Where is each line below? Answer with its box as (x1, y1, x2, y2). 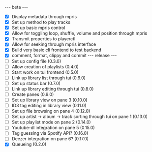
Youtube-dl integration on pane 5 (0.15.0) (11, 125, 95, 131)
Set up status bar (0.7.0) (11, 80, 61, 86)
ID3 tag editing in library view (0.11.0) (11, 103, 87, 108)
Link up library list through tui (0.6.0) (11, 75, 86, 81)
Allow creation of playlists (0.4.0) (11, 63, 79, 69)
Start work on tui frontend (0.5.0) (11, 69, 79, 75)
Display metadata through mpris (11, 14, 77, 19)
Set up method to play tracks (11, 19, 71, 25)
